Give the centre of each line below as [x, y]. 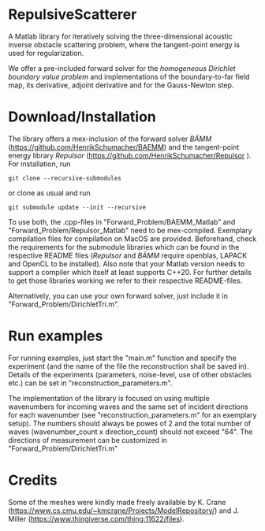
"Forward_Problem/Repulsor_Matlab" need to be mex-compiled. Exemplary [130, 230]
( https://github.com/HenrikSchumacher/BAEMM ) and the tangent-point [124, 147]
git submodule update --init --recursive [77, 207]
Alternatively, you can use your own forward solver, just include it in [118, 295]
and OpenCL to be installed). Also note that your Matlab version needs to [127, 264]
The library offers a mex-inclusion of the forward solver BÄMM [110, 139]
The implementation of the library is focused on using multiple [109, 398]
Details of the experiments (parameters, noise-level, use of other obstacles [130, 374]
